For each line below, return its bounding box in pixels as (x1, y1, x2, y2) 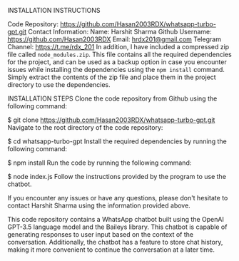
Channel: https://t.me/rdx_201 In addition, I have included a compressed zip (7, 43, 230, 51)
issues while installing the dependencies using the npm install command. (7, 66, 225, 73)
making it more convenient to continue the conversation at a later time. (7, 245, 215, 254)
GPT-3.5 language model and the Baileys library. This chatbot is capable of (7, 222, 228, 231)
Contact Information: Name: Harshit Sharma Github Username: (28, 28, 212, 36)
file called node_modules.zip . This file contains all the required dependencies (7, 50, 232, 58)
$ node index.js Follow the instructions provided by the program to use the (7, 173, 227, 180)
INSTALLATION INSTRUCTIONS (7, 6, 101, 14)
